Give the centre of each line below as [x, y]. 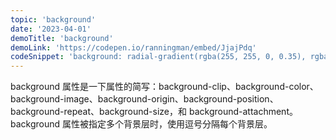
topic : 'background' [53, 19]
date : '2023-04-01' [51, 29]
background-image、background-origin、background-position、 [144, 99]
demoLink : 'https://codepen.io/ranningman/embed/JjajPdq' [133, 47]
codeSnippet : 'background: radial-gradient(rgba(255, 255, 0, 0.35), [158, 57]
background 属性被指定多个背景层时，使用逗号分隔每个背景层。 [141, 124]
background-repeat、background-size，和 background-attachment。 [154, 112]
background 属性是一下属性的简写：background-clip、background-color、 [164, 87]
